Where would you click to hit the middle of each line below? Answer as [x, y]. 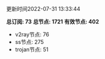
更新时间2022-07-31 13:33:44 [43, 9]
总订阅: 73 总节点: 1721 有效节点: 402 [53, 22]
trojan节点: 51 [32, 49]
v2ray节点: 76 [32, 34]
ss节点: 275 [29, 42]
